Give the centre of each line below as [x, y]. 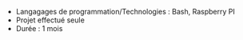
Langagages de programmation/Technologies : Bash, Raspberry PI [125, 12]
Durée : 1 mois [39, 28]
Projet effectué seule [50, 20]
